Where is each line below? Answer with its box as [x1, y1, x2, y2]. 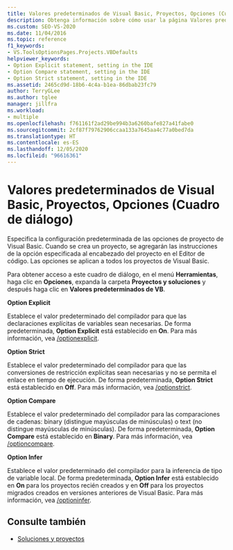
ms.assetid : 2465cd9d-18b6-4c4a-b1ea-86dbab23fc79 [7, 81, 157, 88]
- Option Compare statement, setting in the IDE [7, 68, 150, 75]
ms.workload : [7, 107, 45, 114]
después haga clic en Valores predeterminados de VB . [7, 285, 166, 293]
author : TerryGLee [7, 87, 60, 94]
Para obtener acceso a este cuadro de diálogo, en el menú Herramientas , [7, 270, 218, 278]
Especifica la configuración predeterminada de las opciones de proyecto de [7, 234, 224, 243]
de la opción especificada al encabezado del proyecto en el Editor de [7, 249, 205, 258]
